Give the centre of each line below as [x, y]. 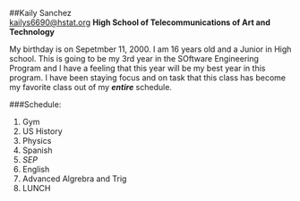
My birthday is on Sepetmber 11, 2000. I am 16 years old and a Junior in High [150, 49]
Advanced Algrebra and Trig [74, 179]
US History [42, 131]
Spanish [37, 150]
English [36, 169]
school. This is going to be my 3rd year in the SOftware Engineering [134, 59]
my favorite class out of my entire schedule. [91, 87]
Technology [32, 32]
